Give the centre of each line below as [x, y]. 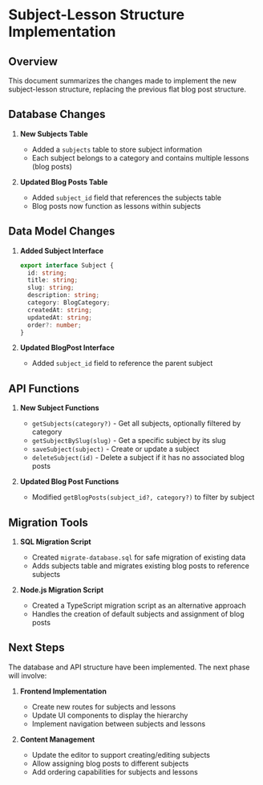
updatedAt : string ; [60, 317]
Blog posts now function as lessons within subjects [116, 205]
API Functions [44, 388]
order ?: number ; [55, 325]
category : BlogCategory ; [69, 303]
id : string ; [47, 273]
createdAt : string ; [60, 310]
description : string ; [64, 295]
